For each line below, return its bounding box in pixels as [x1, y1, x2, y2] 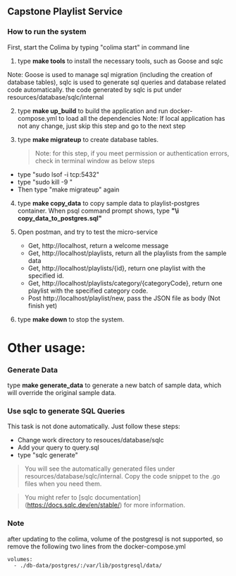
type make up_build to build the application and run [17, 106, 168, 115]
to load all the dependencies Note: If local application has [58, 114, 225, 122]
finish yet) [27, 301, 58, 310]
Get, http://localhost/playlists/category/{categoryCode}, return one [27, 278, 223, 287]
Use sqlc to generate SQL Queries [7, 406, 125, 416]
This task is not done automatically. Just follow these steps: [7, 422, 181, 430]
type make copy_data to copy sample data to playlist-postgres [17, 199, 200, 207]
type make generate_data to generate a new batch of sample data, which [7, 381, 222, 389]
